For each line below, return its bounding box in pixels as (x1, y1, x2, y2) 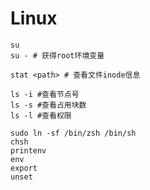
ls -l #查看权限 (10, 110, 72, 121)
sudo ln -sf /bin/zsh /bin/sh (10, 128, 137, 138)
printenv (10, 145, 47, 156)
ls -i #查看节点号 (10, 89, 80, 99)
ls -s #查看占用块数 (10, 100, 87, 110)
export (10, 163, 38, 173)
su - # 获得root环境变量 (10, 50, 105, 61)
